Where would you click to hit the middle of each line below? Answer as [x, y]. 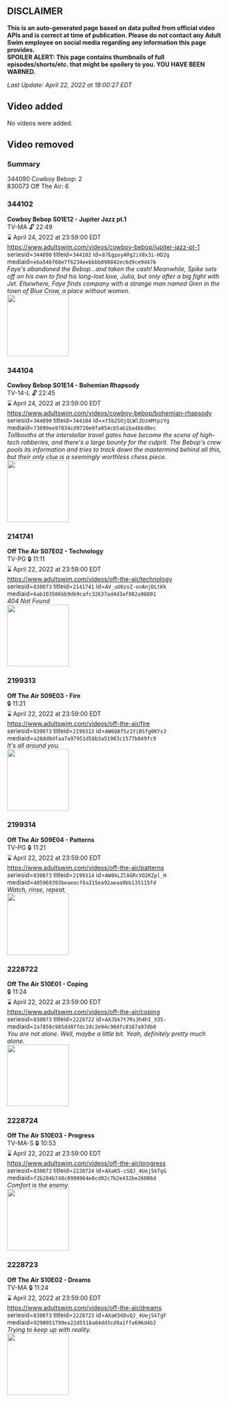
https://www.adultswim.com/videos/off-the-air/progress [87, 1163]
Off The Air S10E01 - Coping [48, 984]
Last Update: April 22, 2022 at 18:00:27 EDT [69, 84]
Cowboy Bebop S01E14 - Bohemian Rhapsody [73, 385]
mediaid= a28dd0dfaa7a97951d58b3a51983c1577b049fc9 [81, 738]
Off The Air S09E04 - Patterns [51, 839]
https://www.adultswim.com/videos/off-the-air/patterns [86, 867]
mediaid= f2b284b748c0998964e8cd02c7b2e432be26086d [81, 1178]
